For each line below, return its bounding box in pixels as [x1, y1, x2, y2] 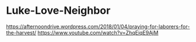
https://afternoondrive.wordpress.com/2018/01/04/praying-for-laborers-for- [6, 23, 190, 30]
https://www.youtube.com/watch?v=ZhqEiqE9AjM [37, 29, 158, 36]
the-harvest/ [6, 29, 36, 36]
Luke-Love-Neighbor [6, 4, 111, 17]
